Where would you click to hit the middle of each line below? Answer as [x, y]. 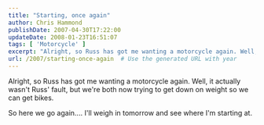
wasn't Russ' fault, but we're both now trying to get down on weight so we [128, 89]
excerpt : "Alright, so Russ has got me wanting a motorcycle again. [123, 52]
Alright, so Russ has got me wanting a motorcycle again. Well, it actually [125, 81]
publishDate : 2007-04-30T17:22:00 [65, 30]
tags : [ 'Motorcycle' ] [47, 45]
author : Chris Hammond [45, 23]
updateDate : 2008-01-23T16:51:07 [63, 37]
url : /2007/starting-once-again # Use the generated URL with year [123, 59]
